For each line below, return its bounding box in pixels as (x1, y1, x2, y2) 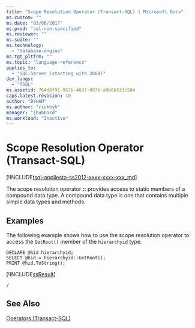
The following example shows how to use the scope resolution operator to (6, 232, 190, 238)
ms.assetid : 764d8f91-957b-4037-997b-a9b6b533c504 (6, 87, 136, 93)
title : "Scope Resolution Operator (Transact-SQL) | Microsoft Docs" (6, 8, 184, 15)
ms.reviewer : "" (6, 31, 47, 37)
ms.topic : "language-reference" (6, 59, 87, 65)
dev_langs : (6, 76, 34, 82)
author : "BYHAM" (6, 98, 47, 104)
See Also (6, 299, 40, 309)
